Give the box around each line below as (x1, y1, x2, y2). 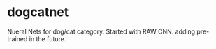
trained (7, 34, 28, 43)
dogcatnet (7, 4, 69, 20)
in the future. (29, 34, 66, 43)
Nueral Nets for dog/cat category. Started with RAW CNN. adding (7, 27, 196, 36)
